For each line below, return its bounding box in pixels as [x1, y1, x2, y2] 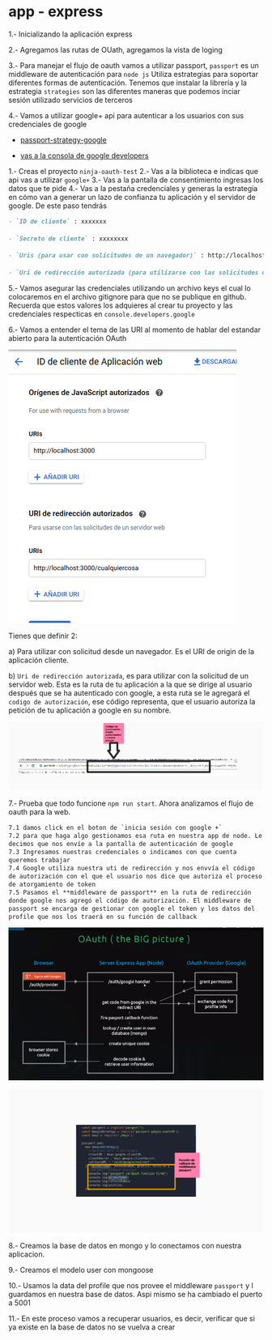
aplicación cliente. [8, 655, 70, 666]
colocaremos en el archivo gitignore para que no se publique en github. [8, 292, 247, 302]
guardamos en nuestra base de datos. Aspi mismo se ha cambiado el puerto [8, 1289, 263, 1299]
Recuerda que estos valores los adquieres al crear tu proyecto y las [8, 300, 233, 310]
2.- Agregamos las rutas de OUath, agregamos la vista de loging [8, 45, 223, 54]
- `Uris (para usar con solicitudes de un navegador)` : [8, 252, 205, 260]
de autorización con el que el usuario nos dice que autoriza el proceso [8, 873, 263, 881]
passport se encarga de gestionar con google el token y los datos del [8, 905, 255, 913]
